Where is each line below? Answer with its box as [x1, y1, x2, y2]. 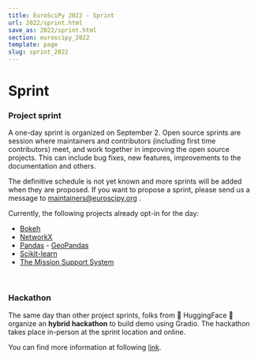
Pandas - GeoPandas [19, 241, 89, 251]
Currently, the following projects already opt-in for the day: [8, 209, 200, 218]
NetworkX [19, 232, 53, 242]
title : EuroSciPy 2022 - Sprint [8, 11, 114, 20]
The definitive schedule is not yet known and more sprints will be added [8, 176, 242, 186]
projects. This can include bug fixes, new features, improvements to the [8, 153, 241, 162]
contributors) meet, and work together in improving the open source [8, 145, 230, 154]
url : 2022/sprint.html [8, 19, 83, 27]
